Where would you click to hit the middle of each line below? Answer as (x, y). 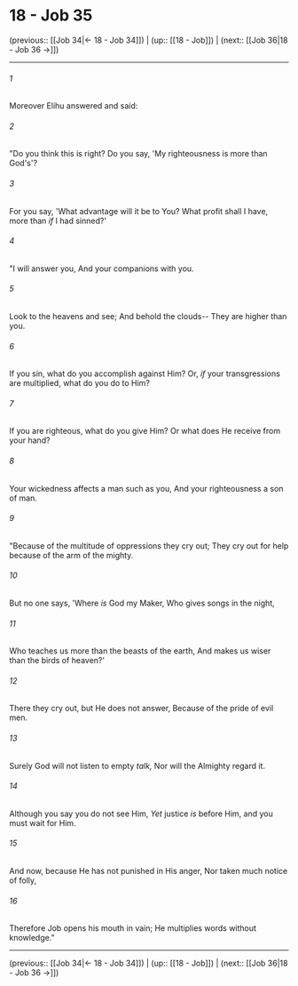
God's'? (24, 163)
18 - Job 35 (51, 16)
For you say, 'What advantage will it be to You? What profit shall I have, (139, 211)
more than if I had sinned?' (58, 220)
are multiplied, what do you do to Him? (80, 383)
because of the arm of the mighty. (71, 555)
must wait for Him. (43, 822)
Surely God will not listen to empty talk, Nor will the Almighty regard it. (137, 766)
